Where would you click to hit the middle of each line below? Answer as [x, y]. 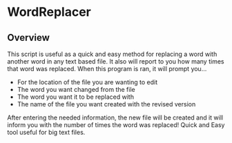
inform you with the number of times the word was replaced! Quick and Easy [116, 125]
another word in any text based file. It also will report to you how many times [116, 61]
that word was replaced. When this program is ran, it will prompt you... [107, 69]
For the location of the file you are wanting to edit [87, 82]
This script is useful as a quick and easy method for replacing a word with [112, 54]
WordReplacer [49, 12]
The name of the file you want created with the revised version [106, 104]
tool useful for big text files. [46, 132]
